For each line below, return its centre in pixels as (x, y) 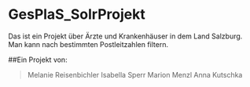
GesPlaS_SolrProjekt (77, 14)
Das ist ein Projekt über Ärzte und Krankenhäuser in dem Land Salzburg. (125, 36)
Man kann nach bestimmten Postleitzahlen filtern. (88, 44)
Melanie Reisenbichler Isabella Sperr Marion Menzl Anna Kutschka (135, 74)
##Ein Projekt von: (38, 60)
